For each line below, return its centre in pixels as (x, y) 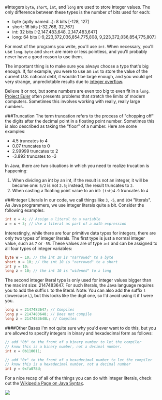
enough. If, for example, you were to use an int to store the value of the (76, 71)
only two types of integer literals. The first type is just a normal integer (75, 238)
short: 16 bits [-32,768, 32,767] (43, 27)
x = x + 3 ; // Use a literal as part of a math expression (66, 224)
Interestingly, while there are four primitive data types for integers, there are (81, 233)
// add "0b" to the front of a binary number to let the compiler (73, 342)
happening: (16, 171)
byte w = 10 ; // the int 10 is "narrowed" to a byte (59, 257)
